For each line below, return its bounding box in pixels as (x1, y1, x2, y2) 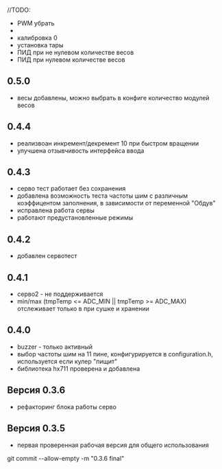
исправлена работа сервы (16, 206, 95, 215)
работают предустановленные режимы (16, 214, 134, 222)
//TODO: (7, 6, 31, 14)
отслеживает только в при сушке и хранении (16, 305, 149, 313)
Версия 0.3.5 (7, 422, 66, 435)
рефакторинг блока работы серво (16, 402, 116, 411)
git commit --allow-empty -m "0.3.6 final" (7, 454, 125, 462)
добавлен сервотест (16, 252, 77, 260)
